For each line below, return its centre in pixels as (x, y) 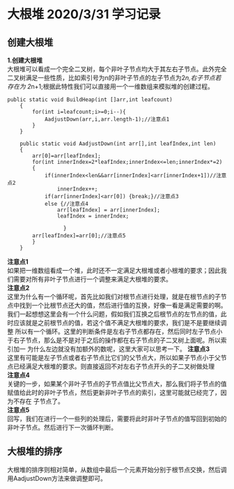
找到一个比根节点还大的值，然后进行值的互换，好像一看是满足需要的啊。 (123, 305)
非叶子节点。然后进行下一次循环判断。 (62, 427)
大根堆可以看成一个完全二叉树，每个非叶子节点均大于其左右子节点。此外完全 (117, 69)
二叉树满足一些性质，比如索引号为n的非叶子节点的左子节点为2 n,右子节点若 (114, 78)
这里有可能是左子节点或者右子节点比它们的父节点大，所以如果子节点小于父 (114, 358)
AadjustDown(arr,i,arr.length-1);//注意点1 (107, 119)
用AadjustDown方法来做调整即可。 (57, 478)
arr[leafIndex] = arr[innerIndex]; (108, 210)
